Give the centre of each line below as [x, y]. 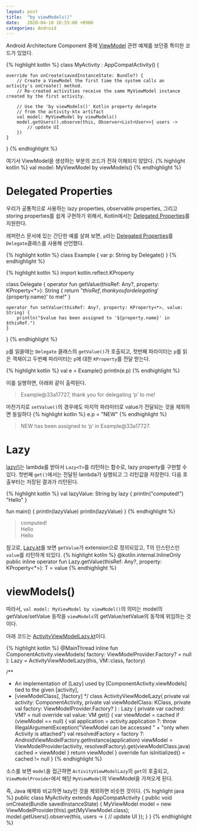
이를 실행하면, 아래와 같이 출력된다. [46, 383]
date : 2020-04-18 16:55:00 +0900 [50, 22]
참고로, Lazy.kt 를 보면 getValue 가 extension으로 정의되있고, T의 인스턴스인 [93, 548]
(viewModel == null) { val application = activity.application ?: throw [95, 721]
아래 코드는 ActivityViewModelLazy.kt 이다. [57, 637]
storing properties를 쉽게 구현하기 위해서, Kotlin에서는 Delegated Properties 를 [98, 216]
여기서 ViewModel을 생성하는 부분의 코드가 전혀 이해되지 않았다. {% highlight [96, 161]
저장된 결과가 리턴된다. [52, 482]
